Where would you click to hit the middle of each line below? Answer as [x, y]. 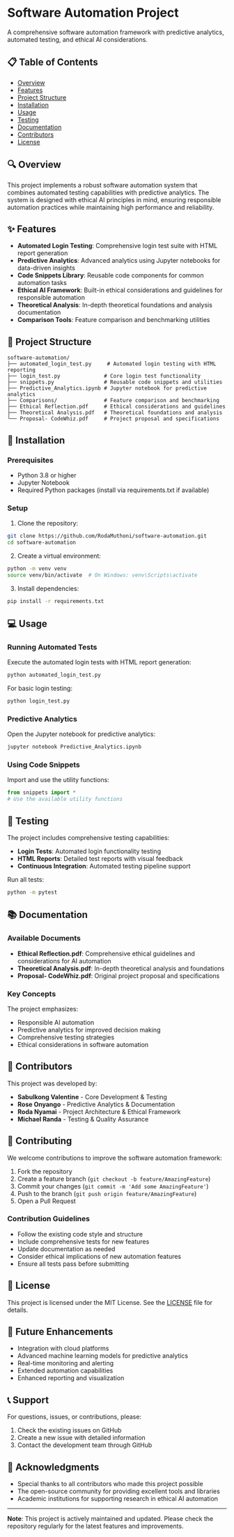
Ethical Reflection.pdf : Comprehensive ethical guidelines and [106, 954]
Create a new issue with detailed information [81, 1438]
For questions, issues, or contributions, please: [74, 1417]
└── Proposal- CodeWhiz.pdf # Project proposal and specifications [113, 419]
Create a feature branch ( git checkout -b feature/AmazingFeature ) [114, 1179]
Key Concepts [32, 993]
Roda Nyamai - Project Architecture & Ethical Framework [99, 1111]
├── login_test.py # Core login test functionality [104, 376]
